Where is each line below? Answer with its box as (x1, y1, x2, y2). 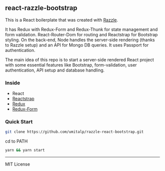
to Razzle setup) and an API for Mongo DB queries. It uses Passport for (5, 42, 149, 48)
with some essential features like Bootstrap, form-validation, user (5, 62, 137, 68)
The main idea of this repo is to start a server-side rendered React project (5, 56, 154, 63)
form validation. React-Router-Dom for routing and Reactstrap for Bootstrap (5, 31, 158, 37)
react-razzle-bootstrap (5, 4, 78, 12)
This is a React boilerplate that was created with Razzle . (5, 17, 118, 23)
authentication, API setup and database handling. (5, 67, 105, 73)
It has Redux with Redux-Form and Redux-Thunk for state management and (5, 26, 158, 32)
